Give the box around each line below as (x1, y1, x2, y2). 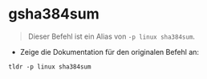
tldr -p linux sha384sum (8, 62, 91, 71)
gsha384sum (8, 5, 99, 23)
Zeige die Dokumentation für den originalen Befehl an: (19, 47, 199, 56)
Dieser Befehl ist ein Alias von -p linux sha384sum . (27, 31, 195, 41)
